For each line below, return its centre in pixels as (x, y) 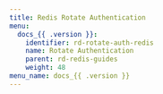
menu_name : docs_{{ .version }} (69, 76)
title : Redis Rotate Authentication (77, 17)
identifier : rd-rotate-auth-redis (90, 43)
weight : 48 (46, 68)
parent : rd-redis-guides (72, 59)
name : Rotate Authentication (80, 51)
